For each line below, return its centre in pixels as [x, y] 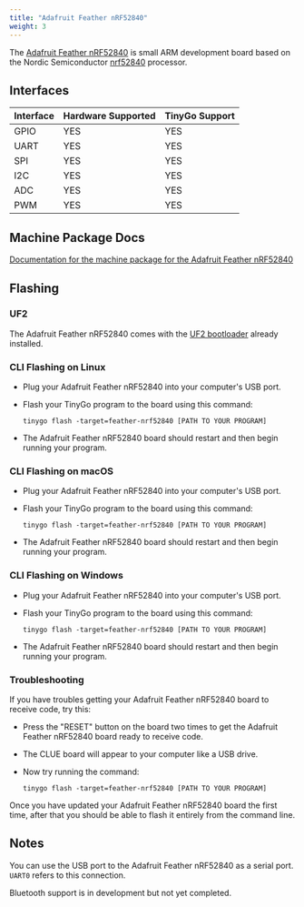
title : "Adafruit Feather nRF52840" [78, 18]
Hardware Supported [109, 116]
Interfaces [39, 91]
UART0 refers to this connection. [68, 875]
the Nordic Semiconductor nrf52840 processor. [98, 62]
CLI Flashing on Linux [58, 367]
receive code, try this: [50, 709]
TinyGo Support [200, 116]
